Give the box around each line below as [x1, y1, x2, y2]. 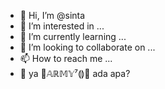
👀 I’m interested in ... [19, 20, 105, 32]
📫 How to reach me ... [19, 53, 113, 64]
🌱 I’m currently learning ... [19, 31, 127, 42]
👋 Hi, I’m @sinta [19, 10, 86, 21]
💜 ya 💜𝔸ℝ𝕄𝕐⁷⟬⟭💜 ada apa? [19, 68, 131, 79]
